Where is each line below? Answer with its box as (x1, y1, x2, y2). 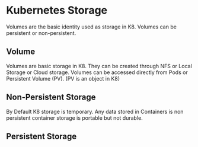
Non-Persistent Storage (6, 92, 96, 103)
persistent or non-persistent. (6, 29, 76, 36)
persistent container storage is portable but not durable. (6, 114, 143, 122)
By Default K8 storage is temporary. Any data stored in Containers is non (6, 108, 184, 115)
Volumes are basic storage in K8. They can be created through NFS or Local (6, 62, 193, 69)
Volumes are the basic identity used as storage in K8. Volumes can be (6, 23, 177, 30)
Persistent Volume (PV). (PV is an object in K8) (6, 75, 120, 82)
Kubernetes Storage (6, 4, 108, 17)
